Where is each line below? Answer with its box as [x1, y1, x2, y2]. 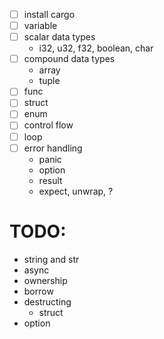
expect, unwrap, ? [38, 185, 114, 197]
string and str [23, 253, 80, 265]
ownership [23, 274, 68, 286]
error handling [23, 142, 83, 154]
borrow [23, 285, 54, 297]
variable [23, 20, 58, 32]
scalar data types [23, 31, 96, 43]
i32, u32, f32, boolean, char [38, 42, 154, 54]
